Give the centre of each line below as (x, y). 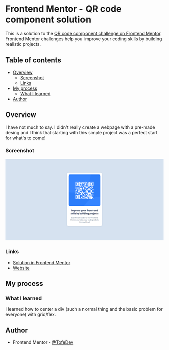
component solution (48, 19)
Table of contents (33, 60)
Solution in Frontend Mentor (41, 262)
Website (21, 268)
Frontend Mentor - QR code (63, 9)
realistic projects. (23, 44)
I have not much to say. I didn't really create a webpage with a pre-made (80, 127)
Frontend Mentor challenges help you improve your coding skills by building (84, 39)
